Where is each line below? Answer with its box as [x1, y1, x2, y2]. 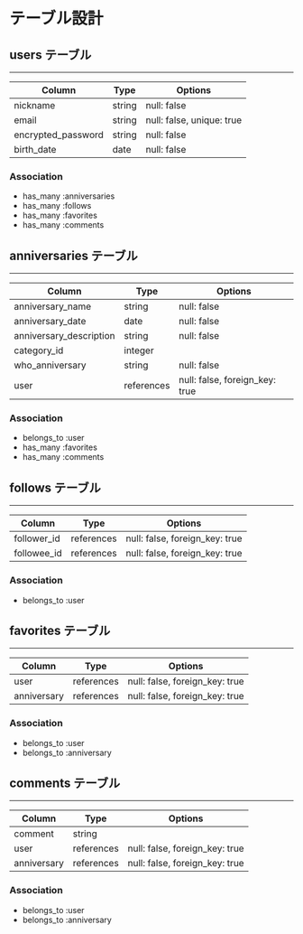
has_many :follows [22, 201, 92, 211]
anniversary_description [14, 330, 115, 342]
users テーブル [9, 47, 92, 62]
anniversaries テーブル [9, 248, 138, 263]
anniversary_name [14, 300, 92, 313]
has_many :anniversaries [22, 191, 115, 201]
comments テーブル [9, 776, 121, 791]
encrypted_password [14, 128, 104, 141]
